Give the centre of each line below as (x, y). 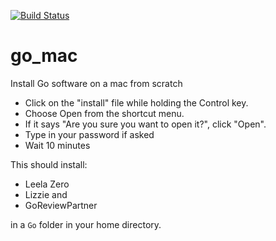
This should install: (49, 164)
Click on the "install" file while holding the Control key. (136, 102)
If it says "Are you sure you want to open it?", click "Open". (145, 124)
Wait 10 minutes (57, 145)
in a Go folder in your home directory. (86, 224)
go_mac (44, 56)
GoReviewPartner (61, 205)
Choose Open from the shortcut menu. (104, 113)
